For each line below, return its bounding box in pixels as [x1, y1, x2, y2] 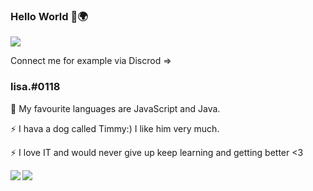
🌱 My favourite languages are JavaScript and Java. [10, 102, 221, 114]
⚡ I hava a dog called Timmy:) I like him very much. [10, 122, 220, 134]
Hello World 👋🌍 [10, 9, 88, 23]
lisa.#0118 [10, 80, 61, 94]
